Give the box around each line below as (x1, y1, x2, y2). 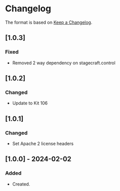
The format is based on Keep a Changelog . (5, 19, 92, 25)
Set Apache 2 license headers (12, 141, 74, 146)
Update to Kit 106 (12, 100, 48, 106)
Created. (12, 181, 31, 187)
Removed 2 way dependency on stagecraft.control (12, 60, 116, 66)
